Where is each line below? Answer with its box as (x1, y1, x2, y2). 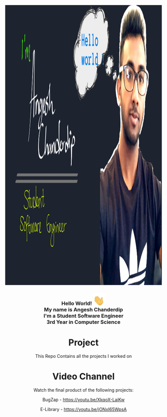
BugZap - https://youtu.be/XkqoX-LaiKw (42, 397, 125, 403)
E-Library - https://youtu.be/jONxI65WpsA (40, 407, 127, 413)
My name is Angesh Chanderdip (44, 306, 123, 313)
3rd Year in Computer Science (46, 318, 121, 325)
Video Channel (52, 371, 115, 382)
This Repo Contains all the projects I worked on (35, 353, 132, 359)
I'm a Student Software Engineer (43, 312, 124, 319)
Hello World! (61, 300, 92, 307)
